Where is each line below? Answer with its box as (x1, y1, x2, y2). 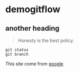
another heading (5, 24, 60, 33)
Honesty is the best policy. (17, 37, 74, 43)
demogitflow (5, 4, 61, 15)
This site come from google (5, 61, 64, 67)
